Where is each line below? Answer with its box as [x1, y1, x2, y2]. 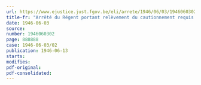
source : [6, 25, 26, 32]
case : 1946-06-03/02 [6, 42, 58, 48]
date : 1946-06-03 [6, 20, 50, 26]
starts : [6, 53, 26, 59]
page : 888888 [6, 37, 39, 42]
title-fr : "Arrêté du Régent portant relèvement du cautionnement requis [6, 14, 194, 20]
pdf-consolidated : [6, 70, 52, 76]
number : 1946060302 [6, 31, 55, 37]
